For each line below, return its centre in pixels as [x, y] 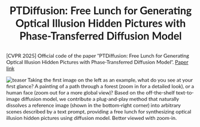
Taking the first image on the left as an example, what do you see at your [110, 80]
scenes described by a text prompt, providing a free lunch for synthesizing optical [99, 111]
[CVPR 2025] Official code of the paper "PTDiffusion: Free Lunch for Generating [98, 56]
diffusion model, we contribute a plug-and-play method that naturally [100, 99]
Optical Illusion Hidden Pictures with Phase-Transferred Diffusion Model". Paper [97, 62]
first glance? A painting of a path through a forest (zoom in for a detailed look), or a [100, 86]
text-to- [185, 92]
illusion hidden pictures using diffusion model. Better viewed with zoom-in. [92, 118]
